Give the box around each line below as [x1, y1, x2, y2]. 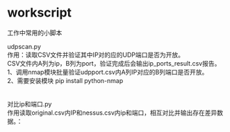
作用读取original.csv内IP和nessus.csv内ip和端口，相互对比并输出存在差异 [7, 109, 217, 117]
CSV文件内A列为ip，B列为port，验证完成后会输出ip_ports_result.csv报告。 [7, 59, 221, 67]
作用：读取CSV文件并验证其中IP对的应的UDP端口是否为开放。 [7, 50, 185, 59]
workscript [7, 5, 72, 21]
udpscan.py [7, 42, 42, 50]
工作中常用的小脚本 [7, 28, 63, 37]
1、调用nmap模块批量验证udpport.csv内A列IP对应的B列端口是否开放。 [7, 68, 208, 76]
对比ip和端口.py [7, 100, 52, 108]
